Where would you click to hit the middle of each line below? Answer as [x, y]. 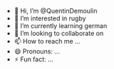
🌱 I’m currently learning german [61, 26]
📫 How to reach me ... [47, 41]
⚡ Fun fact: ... [33, 59]
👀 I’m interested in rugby [50, 18]
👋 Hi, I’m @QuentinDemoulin [56, 11]
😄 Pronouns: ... [37, 51]
